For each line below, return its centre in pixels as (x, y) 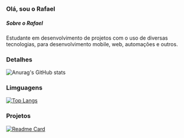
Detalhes (19, 59)
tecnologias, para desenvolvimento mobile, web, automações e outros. (92, 44)
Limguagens (24, 88)
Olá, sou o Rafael (31, 9)
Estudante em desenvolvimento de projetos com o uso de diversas (87, 38)
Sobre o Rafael (24, 23)
